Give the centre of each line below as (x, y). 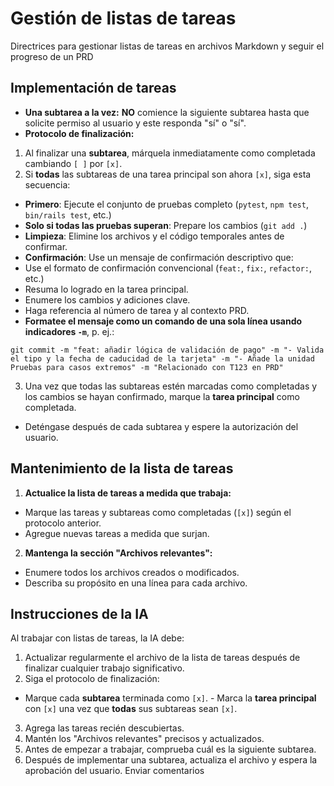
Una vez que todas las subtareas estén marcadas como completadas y (171, 386)
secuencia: (47, 184)
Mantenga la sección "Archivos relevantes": (118, 553)
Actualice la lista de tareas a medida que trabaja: (128, 493)
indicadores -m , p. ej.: (69, 331)
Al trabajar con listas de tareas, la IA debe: (97, 638)
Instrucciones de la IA (79, 613)
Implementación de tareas (93, 88)
